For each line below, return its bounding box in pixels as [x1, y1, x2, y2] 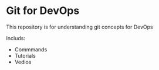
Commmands [14, 45, 48, 53]
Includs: [6, 34, 25, 41]
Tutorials [14, 52, 36, 59]
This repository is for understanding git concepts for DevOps [6, 23, 154, 30]
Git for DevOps [6, 4, 80, 17]
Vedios [14, 58, 32, 65]
